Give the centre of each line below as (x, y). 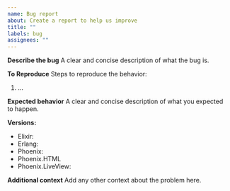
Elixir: (25, 137)
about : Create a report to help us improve (73, 21)
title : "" (22, 27)
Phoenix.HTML (39, 159)
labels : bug (25, 34)
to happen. (23, 109)
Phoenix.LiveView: (44, 166)
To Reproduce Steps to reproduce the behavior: (77, 74)
